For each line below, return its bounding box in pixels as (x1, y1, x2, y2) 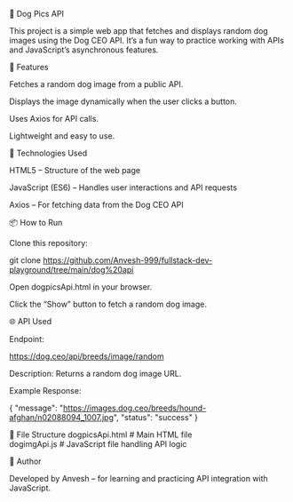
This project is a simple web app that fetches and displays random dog (9, 26, 268, 36)
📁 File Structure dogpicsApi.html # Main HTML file (9, 429, 193, 440)
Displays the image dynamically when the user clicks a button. (9, 96, 238, 107)
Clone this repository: (9, 238, 89, 248)
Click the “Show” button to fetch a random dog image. (9, 299, 207, 309)
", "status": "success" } (113, 412, 198, 422)
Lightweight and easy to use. (9, 131, 115, 141)
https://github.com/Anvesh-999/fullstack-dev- (43, 255, 213, 266)
